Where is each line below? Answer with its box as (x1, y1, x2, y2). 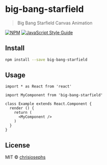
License (5, 141, 30, 150)
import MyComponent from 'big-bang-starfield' (5, 93, 103, 98)
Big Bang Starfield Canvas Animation (17, 20, 93, 26)
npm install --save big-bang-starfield (5, 57, 88, 62)
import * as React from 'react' (5, 84, 72, 89)
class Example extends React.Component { (5, 101, 92, 106)
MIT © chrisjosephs (5, 154, 46, 160)
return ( (14, 110, 32, 115)
